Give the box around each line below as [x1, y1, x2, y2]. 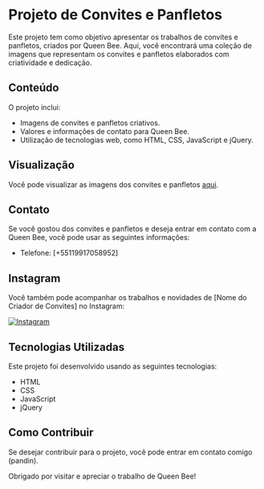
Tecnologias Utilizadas [8, 340, 125, 354]
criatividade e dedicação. [8, 58, 92, 67]
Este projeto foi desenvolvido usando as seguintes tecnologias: [8, 361, 217, 371]
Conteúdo [8, 81, 59, 95]
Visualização [8, 158, 75, 172]
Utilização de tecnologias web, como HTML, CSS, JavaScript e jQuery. [19, 135, 254, 145]
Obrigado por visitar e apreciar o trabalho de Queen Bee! [8, 471, 197, 481]
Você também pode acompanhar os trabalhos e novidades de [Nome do [8, 293, 247, 303]
